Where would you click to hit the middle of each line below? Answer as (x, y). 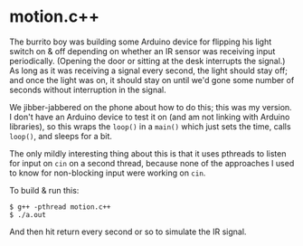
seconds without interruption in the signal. (88, 90)
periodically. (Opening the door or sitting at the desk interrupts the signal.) (147, 61)
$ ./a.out (28, 214)
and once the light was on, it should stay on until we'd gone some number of (152, 80)
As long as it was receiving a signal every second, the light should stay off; (148, 71)
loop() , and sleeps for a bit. (61, 136)
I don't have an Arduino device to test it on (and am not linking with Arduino (150, 117)
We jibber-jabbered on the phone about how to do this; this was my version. (151, 107)
